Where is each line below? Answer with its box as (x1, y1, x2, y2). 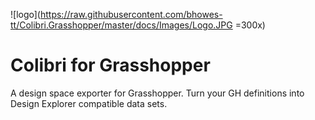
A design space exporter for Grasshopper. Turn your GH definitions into (10, 87, 305, 99)
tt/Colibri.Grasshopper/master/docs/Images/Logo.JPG (10, 19, 233, 31)
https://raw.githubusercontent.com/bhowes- (39, 9, 223, 20)
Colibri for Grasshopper (10, 54, 211, 77)
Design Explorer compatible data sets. (10, 97, 168, 109)
